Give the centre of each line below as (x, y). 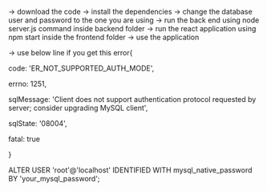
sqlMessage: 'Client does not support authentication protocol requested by (132, 99)
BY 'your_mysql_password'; (54, 179)
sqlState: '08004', (38, 123)
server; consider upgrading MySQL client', (78, 108)
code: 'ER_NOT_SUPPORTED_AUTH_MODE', (81, 68)
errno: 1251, (28, 84)
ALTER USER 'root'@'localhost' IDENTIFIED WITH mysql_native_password (130, 170)
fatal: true (24, 139)
